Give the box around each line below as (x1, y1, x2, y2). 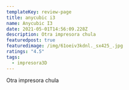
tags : (6, 54, 20, 60)
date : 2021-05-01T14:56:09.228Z (6, 26, 88, 32)
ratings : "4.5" (6, 49, 45, 55)
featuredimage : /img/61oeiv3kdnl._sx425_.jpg (6, 43, 123, 49)
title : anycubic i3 (6, 15, 56, 21)
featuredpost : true (6, 37, 56, 43)
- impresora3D (12, 60, 47, 66)
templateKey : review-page (6, 9, 71, 15)
